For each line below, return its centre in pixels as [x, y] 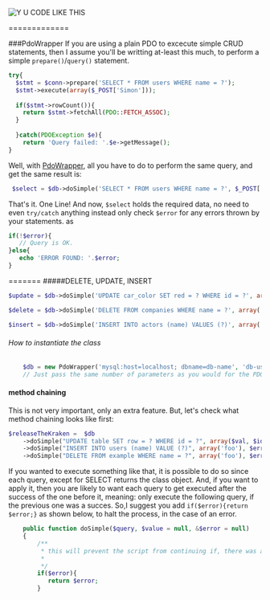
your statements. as [41, 221]
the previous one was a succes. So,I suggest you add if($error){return [128, 505]
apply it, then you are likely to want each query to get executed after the [127, 488]
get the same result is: [45, 173]
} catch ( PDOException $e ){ [59, 135]
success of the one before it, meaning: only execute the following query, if [131, 497]
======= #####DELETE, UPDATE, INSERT [80, 280]
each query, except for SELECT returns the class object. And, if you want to [133, 480]
